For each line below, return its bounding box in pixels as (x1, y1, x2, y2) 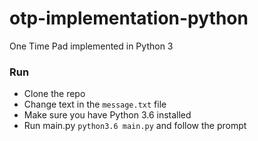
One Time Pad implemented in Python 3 (9, 40, 174, 52)
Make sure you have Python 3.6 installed (23, 109, 192, 121)
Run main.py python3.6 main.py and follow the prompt (23, 120, 247, 132)
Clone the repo (23, 88, 86, 100)
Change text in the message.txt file (23, 98, 167, 111)
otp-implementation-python (9, 7, 249, 30)
